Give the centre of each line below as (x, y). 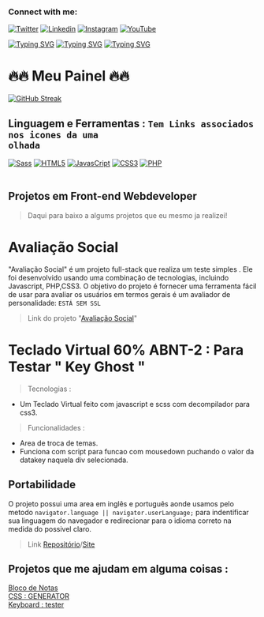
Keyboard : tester (36, 605)
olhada (24, 145)
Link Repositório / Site (61, 544)
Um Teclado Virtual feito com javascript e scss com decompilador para (135, 404)
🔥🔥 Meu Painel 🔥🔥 (69, 76)
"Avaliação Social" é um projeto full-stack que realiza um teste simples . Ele (131, 269)
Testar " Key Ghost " (77, 367)
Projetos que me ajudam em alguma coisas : (118, 568)
